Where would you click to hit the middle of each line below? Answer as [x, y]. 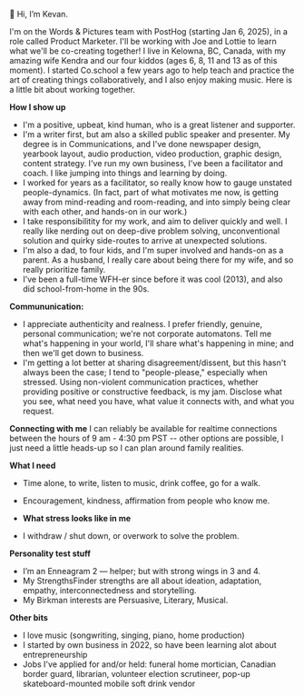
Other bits [29, 617]
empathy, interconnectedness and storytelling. [109, 590]
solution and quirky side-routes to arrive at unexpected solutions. [145, 240]
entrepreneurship [55, 655]
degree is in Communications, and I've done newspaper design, [142, 144]
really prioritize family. [64, 269]
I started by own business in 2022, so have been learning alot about [149, 645]
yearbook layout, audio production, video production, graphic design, [152, 154]
